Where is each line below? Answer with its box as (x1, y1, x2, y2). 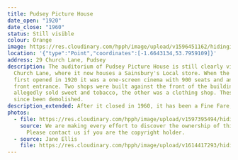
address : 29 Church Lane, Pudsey (7, 57, 106, 64)
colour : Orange (7, 37, 52, 44)
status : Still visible (7, 30, 74, 38)
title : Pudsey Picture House (7, 10, 93, 18)
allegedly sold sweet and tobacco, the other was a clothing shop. (13, 89, 217, 96)
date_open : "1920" (7, 17, 62, 24)
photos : (7, 109, 30, 116)
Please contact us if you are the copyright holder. (25, 129, 186, 136)
